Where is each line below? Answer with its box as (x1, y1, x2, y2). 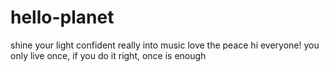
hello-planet (10, 6, 115, 29)
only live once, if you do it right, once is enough (10, 49, 207, 61)
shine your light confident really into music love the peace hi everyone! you (10, 39, 320, 51)
